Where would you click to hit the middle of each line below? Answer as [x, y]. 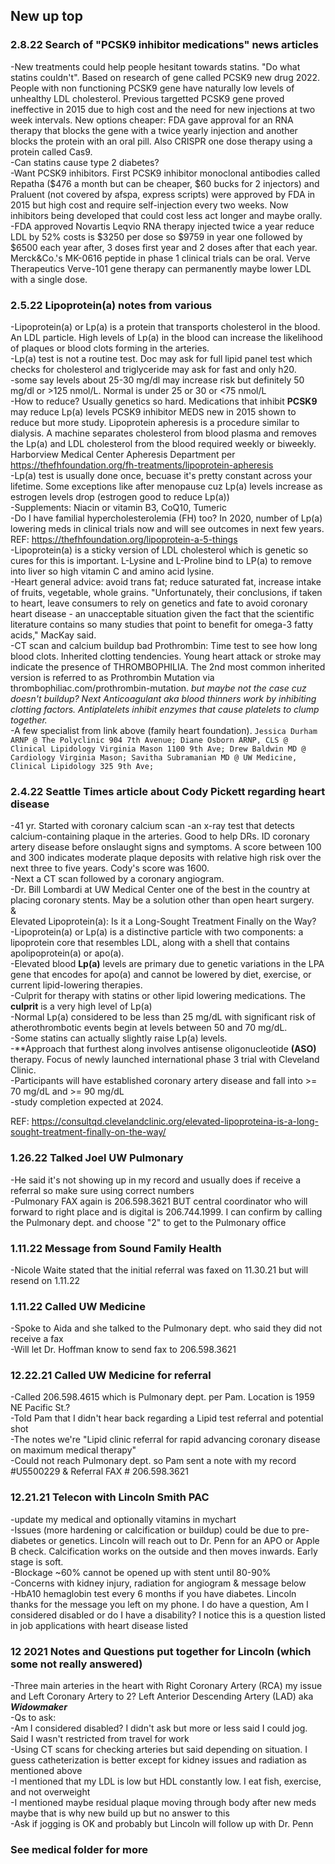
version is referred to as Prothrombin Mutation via [112, 677]
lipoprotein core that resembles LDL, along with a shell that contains [150, 943]
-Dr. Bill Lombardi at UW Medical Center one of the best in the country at [160, 890]
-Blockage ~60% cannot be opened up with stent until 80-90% [141, 1572]
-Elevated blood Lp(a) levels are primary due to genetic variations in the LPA [167, 964]
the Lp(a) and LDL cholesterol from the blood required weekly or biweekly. [163, 443]
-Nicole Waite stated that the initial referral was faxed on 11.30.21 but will [159, 1270]
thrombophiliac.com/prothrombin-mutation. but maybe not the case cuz [158, 688]
